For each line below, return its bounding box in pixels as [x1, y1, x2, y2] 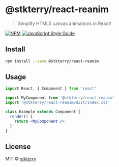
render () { [10, 114, 33, 119]
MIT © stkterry [5, 156, 37, 162]
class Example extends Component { [5, 109, 81, 115]
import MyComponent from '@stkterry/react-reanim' [5, 95, 115, 100]
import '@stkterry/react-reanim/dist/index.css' [5, 100, 110, 105]
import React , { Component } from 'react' [5, 86, 97, 91]
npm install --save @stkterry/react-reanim [5, 59, 99, 64]
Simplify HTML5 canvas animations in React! [17, 20, 111, 26]
